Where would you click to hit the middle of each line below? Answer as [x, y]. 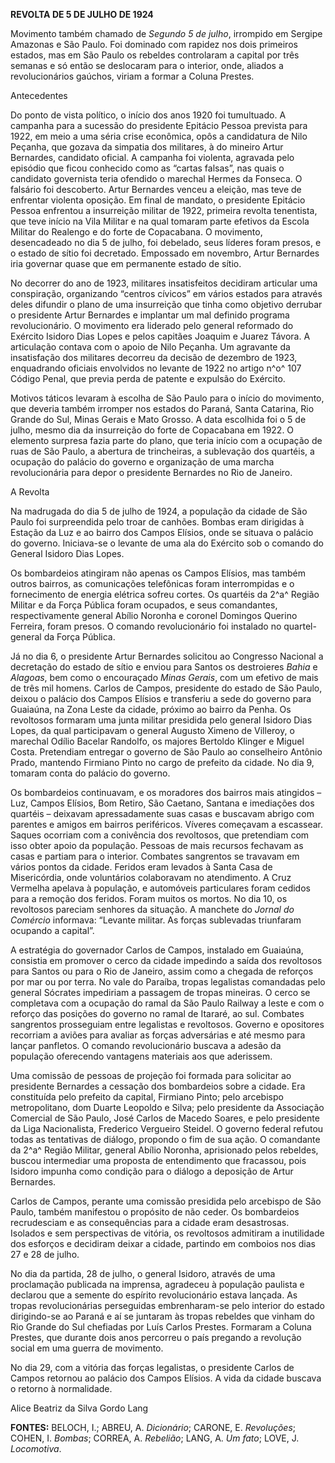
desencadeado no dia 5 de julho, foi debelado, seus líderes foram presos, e [166, 242]
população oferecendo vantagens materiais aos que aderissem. [141, 1056]
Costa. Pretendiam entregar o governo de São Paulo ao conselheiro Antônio [166, 752]
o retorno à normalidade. [61, 1388]
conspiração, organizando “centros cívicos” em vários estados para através [166, 293]
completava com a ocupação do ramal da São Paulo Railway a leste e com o [167, 1003]
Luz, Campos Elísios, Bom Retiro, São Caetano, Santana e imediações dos [162, 803]
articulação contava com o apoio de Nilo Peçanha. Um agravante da [150, 347]
